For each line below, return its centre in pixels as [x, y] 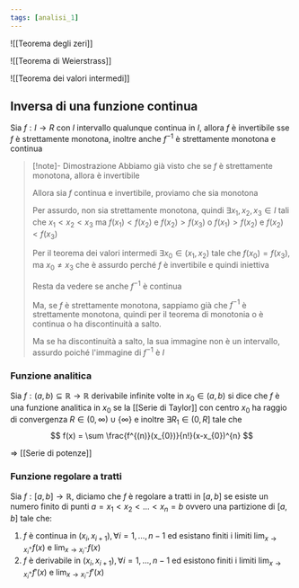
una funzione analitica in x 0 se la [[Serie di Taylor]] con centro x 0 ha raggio [149, 408]
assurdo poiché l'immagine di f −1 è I [98, 352]
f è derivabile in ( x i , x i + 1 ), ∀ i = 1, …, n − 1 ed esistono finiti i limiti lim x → [152, 561]
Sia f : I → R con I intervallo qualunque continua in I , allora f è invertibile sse [150, 128]
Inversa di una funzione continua [104, 107]
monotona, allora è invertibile [86, 175]
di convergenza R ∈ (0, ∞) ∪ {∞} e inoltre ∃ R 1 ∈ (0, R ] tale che [126, 420]
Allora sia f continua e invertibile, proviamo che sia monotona [145, 193]
